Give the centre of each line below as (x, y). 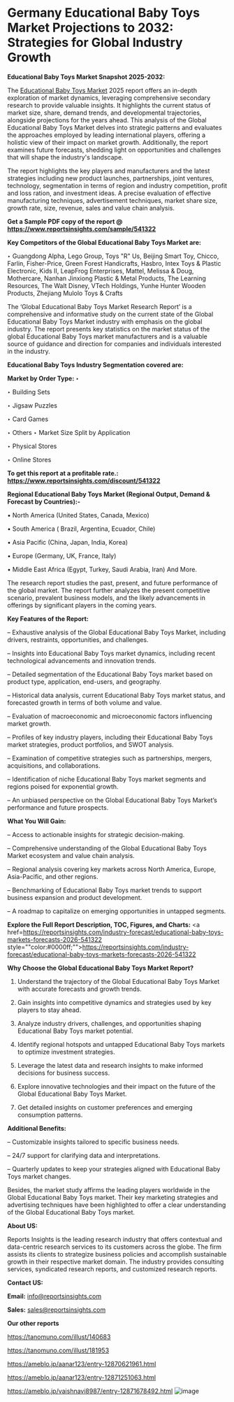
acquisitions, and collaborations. (54, 765)
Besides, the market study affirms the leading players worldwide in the (109, 1189)
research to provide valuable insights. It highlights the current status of (109, 105)
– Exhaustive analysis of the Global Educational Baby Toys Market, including (117, 632)
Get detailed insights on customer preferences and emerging (105, 1107)
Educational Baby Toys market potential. (75, 1031)
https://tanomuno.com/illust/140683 (59, 1336)
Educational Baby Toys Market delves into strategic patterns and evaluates (115, 127)
